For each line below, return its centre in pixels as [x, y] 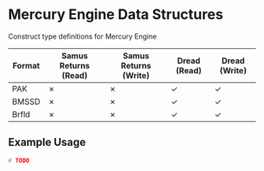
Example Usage [47, 142]
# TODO [19, 160]
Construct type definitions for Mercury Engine [82, 36]
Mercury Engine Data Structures [116, 15]
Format [26, 65]
